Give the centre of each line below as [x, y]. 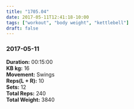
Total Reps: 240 [26, 93]
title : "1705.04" [28, 12]
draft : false [22, 28]
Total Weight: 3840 [30, 100]
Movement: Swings [30, 74]
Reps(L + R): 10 [25, 81]
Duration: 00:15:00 [29, 62]
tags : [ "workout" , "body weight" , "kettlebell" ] [68, 23]
